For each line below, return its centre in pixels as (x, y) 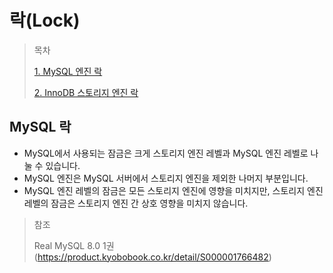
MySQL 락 (40, 127)
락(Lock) (45, 20)
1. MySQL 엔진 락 (68, 71)
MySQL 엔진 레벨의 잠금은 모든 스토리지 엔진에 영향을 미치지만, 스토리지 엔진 (173, 190)
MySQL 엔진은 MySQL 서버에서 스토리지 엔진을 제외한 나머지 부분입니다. (166, 178)
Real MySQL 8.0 (67, 245)
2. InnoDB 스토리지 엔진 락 (86, 92)
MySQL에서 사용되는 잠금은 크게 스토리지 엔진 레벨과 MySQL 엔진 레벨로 (166, 153)
